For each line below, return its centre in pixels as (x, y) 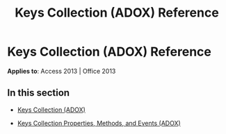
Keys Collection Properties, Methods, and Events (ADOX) (99, 123)
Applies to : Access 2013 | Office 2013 (62, 71)
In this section (39, 93)
